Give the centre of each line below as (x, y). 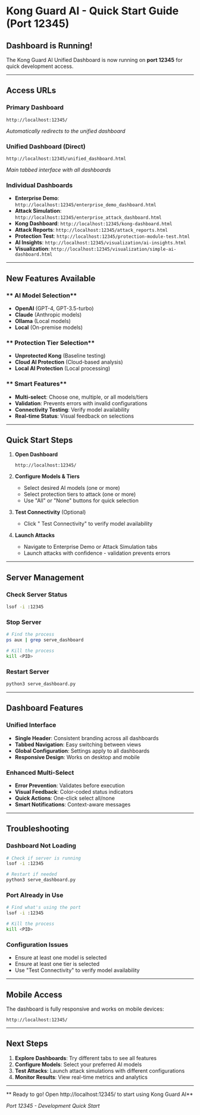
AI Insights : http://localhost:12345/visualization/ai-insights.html (100, 243)
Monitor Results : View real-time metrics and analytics (81, 1077)
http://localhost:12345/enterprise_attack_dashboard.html (88, 218)
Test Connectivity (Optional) (50, 512)
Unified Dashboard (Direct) (46, 146)
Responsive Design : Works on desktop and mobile (77, 757)
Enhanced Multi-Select (40, 772)
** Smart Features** (37, 384)
